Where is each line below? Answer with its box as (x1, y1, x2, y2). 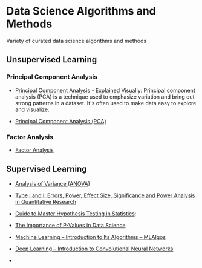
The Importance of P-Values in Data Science (15, 221, 126, 229)
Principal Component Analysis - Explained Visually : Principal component (15, 87, 195, 94)
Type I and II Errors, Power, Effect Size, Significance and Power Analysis (15, 192, 195, 199)
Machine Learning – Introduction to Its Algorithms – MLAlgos (15, 233, 166, 240)
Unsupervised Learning (6, 54, 97, 65)
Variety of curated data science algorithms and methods (6, 37, 147, 44)
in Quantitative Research (15, 198, 77, 205)
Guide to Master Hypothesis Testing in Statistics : (15, 210, 137, 217)
